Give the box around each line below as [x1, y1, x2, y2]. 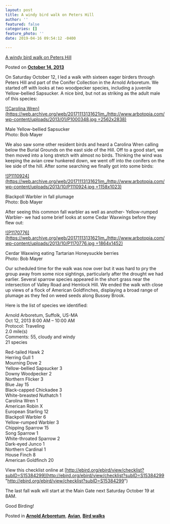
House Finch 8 [5, 451, 36, 458]
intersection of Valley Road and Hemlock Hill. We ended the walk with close [5, 281, 163, 287]
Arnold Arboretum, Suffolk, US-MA [5, 312, 78, 318]
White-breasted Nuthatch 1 [5, 392, 62, 398]
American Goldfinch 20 [5, 457, 54, 463]
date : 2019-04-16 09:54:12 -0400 [5, 36, 76, 41]
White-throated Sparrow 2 [5, 435, 60, 442]
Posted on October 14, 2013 [5, 64, 64, 70]
